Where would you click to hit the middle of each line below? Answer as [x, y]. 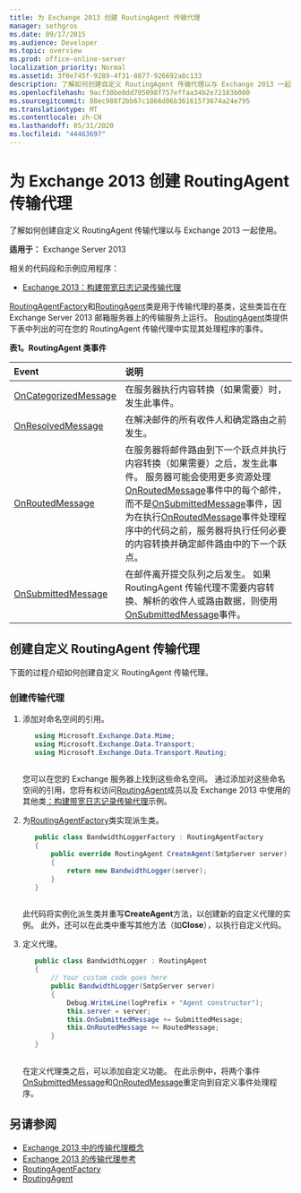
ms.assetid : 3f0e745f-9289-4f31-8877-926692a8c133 [106, 76]
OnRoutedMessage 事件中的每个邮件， [206, 490]
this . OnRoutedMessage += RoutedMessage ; [143, 1028]
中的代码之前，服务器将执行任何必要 [210, 530]
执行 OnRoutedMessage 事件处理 [210, 517]
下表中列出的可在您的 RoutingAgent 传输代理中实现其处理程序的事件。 [139, 329]
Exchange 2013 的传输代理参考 [79, 1159]
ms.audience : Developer [54, 43]
